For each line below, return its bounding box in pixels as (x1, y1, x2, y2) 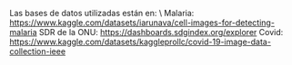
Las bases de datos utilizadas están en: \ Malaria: (9, 8, 195, 18)
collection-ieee (9, 46, 66, 57)
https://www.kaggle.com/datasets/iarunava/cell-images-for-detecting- (9, 17, 276, 28)
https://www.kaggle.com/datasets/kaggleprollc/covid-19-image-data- (9, 36, 271, 47)
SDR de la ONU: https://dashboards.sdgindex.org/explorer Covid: (38, 27, 284, 37)
